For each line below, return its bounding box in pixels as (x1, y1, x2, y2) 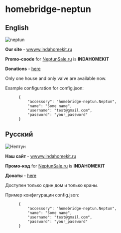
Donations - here (5, 66, 41, 71)
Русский (5, 130, 33, 138)
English (5, 23, 29, 32)
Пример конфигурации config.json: (5, 191, 80, 198)
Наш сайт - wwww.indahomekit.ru (5, 153, 76, 159)
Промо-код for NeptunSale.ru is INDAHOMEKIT (5, 162, 106, 168)
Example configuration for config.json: (5, 85, 84, 91)
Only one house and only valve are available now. (5, 75, 107, 81)
